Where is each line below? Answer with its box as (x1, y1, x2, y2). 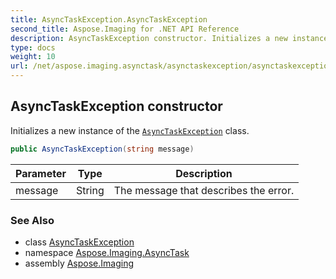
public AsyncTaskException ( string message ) (10, 144, 195, 154)
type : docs (10, 42, 56, 53)
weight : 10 (10, 52, 56, 62)
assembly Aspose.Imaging (24, 257, 135, 269)
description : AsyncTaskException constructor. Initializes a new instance (10, 33, 329, 43)
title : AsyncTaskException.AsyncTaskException (10, 14, 208, 25)
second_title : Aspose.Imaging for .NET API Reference (10, 24, 240, 34)
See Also (10, 213, 55, 227)
